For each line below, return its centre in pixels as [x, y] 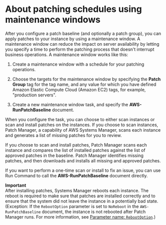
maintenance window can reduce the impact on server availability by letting [82, 44]
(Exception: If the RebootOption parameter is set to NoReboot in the [72, 206]
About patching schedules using [74, 9]
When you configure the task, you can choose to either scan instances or [80, 119]
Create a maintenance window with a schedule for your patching [78, 64]
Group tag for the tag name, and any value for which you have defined [84, 84]
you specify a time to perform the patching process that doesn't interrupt [80, 49]
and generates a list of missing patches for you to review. [64, 135]
